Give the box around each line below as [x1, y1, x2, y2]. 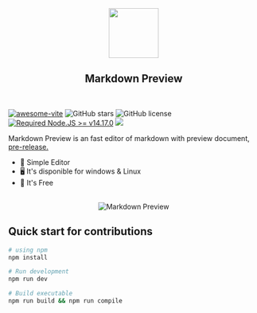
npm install [8, 253, 48, 261]
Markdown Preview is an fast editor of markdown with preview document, [8, 133, 251, 143]
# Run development [8, 268, 69, 276]
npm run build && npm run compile [8, 297, 123, 305]
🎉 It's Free [19, 178, 54, 187]
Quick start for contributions [8, 225, 154, 238]
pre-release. [8, 142, 49, 151]
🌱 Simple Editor [19, 157, 71, 166]
